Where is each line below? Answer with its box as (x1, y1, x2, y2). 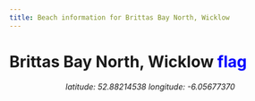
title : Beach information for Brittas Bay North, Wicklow (9, 13, 230, 22)
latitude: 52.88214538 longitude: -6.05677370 (65, 81, 235, 92)
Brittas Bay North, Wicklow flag (9, 51, 248, 72)
